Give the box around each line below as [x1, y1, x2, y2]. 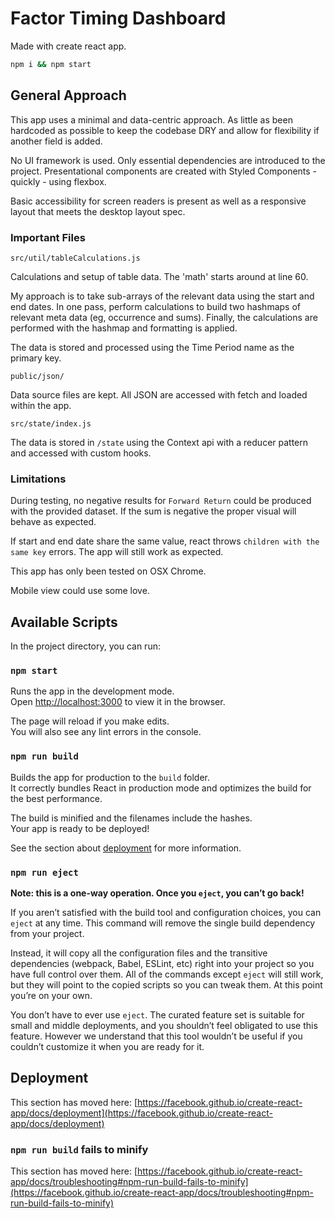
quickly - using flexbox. [10, 175, 107, 187]
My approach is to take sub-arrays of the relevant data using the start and [10, 290, 315, 302]
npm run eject [10, 867, 79, 878]
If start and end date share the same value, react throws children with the [10, 535, 320, 547]
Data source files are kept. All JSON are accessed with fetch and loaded [10, 388, 308, 401]
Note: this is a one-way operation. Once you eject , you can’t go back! [10, 887, 305, 899]
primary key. [10, 352, 62, 364]
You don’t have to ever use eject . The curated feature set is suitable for [10, 1008, 305, 1021]
